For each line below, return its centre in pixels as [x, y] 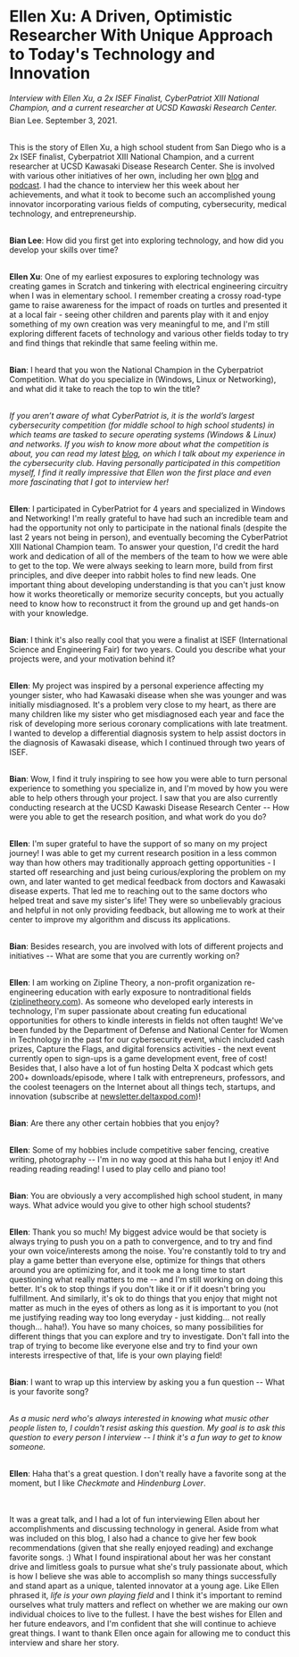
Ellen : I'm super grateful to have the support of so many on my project [138, 843]
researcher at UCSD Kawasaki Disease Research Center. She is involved [142, 166]
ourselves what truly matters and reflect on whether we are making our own [149, 1604]
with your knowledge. [49, 612]
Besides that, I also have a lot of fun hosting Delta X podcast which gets [141, 1068]
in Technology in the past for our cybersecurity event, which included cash [147, 1039]
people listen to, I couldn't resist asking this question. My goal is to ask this [147, 1428]
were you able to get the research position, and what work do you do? [138, 816]
